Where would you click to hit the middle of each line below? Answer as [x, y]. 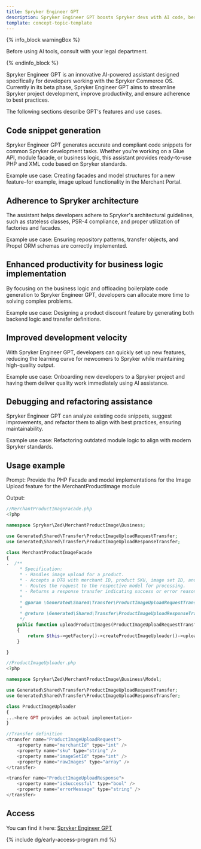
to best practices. [28, 100]
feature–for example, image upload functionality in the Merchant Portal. [94, 182]
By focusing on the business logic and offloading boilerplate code [87, 288]
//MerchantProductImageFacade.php [49, 509]
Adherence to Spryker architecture [73, 201]
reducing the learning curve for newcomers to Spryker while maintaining [95, 358]
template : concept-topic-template [49, 23]
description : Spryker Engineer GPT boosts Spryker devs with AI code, [96, 17]
